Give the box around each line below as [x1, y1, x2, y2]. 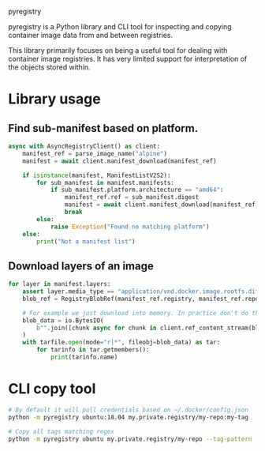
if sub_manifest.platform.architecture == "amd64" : [50, 186, 224, 194]
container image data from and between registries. [8, 31, 174, 39]
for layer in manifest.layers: [8, 280, 111, 288]
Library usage [8, 90, 101, 108]
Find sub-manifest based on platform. [8, 122, 199, 135]
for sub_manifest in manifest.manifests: [36, 179, 175, 186]
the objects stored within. [8, 62, 91, 72]
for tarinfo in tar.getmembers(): [36, 346, 150, 354]
